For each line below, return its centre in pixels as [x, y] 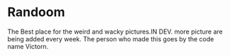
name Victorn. [28, 46]
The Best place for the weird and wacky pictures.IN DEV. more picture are [115, 31]
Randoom [36, 12]
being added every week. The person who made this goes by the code [111, 38]
